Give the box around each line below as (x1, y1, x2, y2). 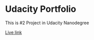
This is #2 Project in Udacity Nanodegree (5, 20, 89, 26)
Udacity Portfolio (5, 3, 77, 15)
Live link (5, 29, 22, 35)
